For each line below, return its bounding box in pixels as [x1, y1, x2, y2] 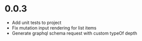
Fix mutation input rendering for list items [11, 24, 97, 30]
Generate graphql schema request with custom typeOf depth [11, 30, 138, 36]
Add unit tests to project [11, 19, 62, 25]
